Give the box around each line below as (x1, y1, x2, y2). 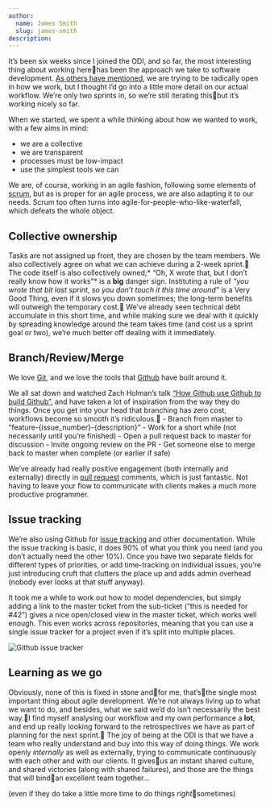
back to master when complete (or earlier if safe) (8, 448, 171, 458)
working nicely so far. (8, 99, 81, 109)
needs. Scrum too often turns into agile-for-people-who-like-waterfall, (8, 197, 242, 207)
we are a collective (19, 139, 83, 149)
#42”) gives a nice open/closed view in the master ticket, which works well (8, 609, 257, 619)
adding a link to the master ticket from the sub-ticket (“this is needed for (8, 601, 248, 611)
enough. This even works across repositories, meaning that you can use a (8, 618, 254, 628)
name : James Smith (15, 19, 78, 27)
